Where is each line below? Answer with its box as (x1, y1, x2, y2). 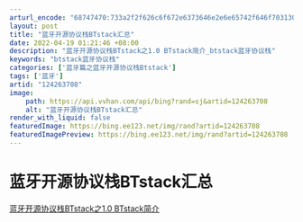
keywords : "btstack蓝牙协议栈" (9, 55, 120, 64)
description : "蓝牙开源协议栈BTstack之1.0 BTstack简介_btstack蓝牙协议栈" (9, 47, 276, 56)
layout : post (9, 22, 59, 31)
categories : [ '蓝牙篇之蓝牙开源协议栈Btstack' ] (9, 64, 177, 73)
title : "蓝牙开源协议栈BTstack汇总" (9, 30, 135, 39)
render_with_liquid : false (9, 113, 111, 122)
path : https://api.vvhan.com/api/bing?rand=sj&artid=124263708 (25, 96, 269, 106)
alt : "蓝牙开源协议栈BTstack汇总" (25, 105, 142, 114)
